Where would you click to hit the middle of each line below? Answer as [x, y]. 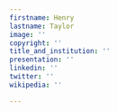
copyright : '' [36, 43]
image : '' [28, 34]
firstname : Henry [42, 18]
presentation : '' [42, 60]
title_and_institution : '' [60, 51]
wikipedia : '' [36, 85]
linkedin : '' [34, 69]
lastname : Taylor [42, 26]
